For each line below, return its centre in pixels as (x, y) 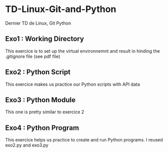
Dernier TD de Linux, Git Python (38, 23)
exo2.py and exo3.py (27, 145)
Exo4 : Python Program (42, 128)
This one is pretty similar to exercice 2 (45, 112)
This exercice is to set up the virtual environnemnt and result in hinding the (82, 51)
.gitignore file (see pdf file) (33, 56)
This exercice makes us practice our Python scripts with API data (73, 84)
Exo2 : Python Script (38, 72)
